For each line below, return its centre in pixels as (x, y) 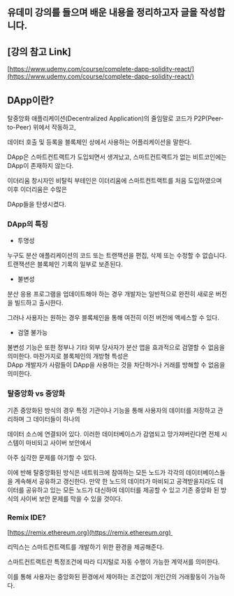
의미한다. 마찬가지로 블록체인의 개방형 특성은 (68, 356)
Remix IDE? (27, 517)
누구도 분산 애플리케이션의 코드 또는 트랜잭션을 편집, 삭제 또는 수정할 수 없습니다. (117, 256)
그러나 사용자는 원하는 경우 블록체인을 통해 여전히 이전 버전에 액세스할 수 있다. (114, 318)
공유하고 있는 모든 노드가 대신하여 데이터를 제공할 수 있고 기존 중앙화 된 (123, 490)
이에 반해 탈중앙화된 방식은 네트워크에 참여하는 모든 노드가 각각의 (96, 472)
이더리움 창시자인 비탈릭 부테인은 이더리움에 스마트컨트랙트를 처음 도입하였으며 (115, 181)
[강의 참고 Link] (39, 51)
